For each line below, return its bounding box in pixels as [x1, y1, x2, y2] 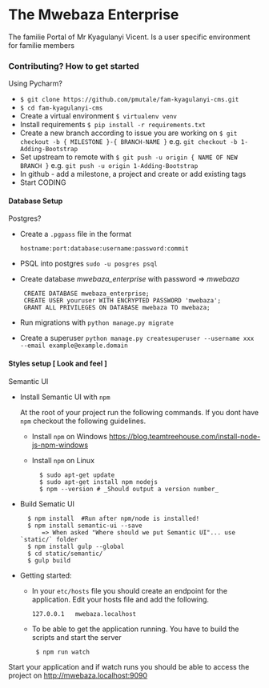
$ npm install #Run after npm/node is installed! [27, 514, 200, 522]
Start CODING [19, 178, 66, 187]
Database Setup [8, 196, 63, 206]
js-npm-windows [31, 440, 89, 450]
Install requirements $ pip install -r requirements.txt [19, 120, 206, 130]
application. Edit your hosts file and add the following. [31, 594, 210, 604]
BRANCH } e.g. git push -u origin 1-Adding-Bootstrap [19, 161, 199, 170]
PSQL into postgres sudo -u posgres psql [19, 258, 158, 269]
